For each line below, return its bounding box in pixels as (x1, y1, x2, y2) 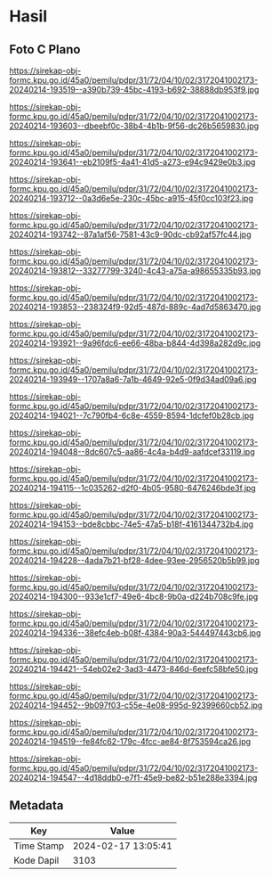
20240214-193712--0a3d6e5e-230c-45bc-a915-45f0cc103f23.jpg (9, 193, 254, 203)
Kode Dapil (13, 854, 60, 866)
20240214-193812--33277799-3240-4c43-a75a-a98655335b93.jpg (9, 266, 261, 275)
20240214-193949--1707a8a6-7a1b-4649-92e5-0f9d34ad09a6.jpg (9, 374, 257, 384)
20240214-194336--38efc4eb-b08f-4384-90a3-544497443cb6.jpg (9, 628, 261, 638)
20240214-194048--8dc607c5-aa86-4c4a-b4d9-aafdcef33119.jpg (9, 447, 255, 456)
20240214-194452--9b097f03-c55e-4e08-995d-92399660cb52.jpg (9, 700, 263, 710)
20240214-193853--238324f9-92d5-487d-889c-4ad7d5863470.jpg (9, 301, 261, 312)
